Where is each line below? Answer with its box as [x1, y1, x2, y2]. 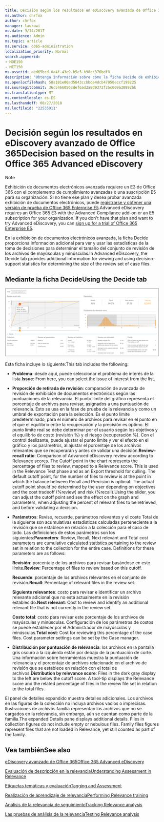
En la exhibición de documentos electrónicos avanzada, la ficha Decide [5, 235, 148, 241]
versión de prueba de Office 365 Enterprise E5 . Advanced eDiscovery [5, 205, 144, 211]
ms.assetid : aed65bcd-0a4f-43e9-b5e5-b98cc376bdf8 [5, 70, 110, 75]
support [5, 261, 21, 267]
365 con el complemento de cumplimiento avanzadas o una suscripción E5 [5, 189, 156, 195]
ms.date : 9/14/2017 [5, 28, 45, 34]
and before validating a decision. [12, 505, 78, 511]
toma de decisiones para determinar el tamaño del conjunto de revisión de [5, 246, 155, 251]
